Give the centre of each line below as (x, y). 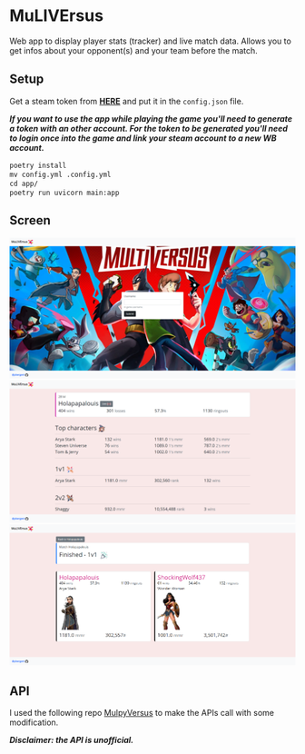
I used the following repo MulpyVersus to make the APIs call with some (142, 713)
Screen (30, 220)
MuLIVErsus (57, 16)
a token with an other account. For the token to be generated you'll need (149, 128)
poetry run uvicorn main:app (64, 193)
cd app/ (24, 184)
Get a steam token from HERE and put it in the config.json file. (127, 101)
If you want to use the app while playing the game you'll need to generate (151, 118)
